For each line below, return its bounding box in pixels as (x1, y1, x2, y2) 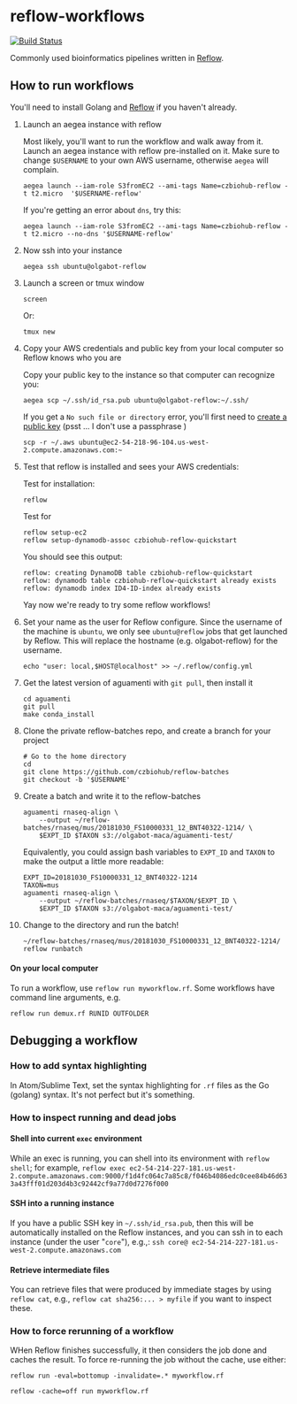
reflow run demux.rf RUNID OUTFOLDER (10, 1009, 149, 1018)
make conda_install (22, 710, 95, 718)
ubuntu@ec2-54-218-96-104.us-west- (79, 438, 210, 447)
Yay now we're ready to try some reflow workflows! (22, 599, 211, 610)
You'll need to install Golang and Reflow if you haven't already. (10, 102, 238, 112)
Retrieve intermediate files (10, 1264, 110, 1275)
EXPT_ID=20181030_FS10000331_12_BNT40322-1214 (22, 873, 198, 882)
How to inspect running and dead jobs (10, 1111, 177, 1124)
